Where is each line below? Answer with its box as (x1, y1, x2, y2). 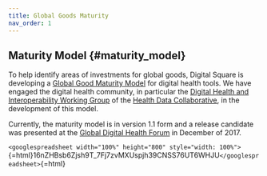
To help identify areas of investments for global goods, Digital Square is (8, 70, 244, 80)
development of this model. (8, 104, 98, 114)
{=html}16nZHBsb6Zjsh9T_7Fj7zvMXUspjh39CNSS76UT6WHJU (8, 150, 220, 160)
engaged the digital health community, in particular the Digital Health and (8, 87, 249, 97)
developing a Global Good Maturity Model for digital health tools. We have (8, 78, 252, 88)
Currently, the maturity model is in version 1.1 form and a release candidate (8, 119, 254, 129)
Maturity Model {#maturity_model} (8, 49, 186, 62)
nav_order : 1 (8, 19, 52, 27)
